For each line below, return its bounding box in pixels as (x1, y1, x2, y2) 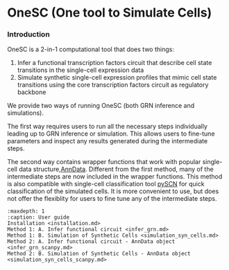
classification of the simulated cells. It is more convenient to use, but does (7, 187, 219, 195)
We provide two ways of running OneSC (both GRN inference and (7, 102, 195, 110)
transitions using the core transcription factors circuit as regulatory (17, 81, 209, 89)
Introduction (7, 30, 50, 39)
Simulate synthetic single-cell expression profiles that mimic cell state (17, 73, 217, 82)
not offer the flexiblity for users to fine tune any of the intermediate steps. (7, 195, 217, 203)
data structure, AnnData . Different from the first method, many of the (18, 165, 214, 174)
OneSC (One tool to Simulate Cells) (7, 5, 212, 21)
